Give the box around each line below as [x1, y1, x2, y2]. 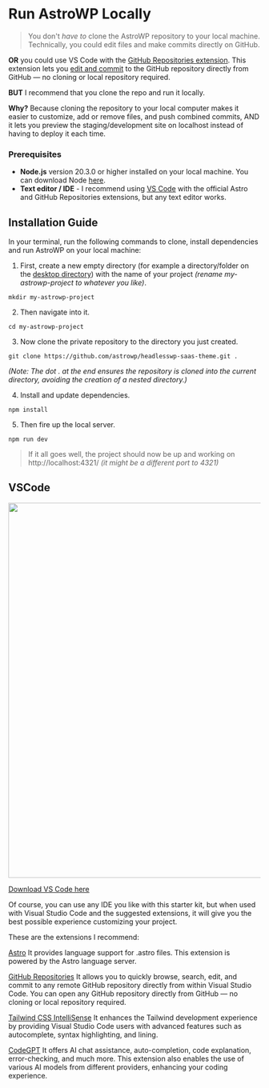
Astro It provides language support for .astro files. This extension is [8, 947, 231, 957]
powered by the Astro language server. [8, 956, 138, 966]
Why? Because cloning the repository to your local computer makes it [8, 103, 239, 113]
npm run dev [8, 435, 48, 444]
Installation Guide [8, 215, 98, 229]
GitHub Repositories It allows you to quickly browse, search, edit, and [8, 971, 238, 981]
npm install [8, 406, 48, 414]
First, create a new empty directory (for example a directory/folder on [19, 261, 250, 270]
